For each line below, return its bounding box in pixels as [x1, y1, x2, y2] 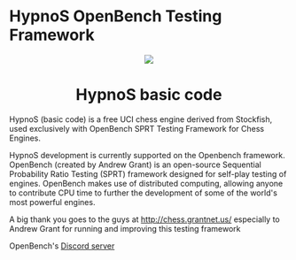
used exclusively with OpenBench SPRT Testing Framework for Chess [9, 123, 265, 134]
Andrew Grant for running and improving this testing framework [9, 223, 241, 233]
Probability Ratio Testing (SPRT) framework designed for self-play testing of [9, 168, 287, 179]
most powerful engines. [9, 196, 96, 207]
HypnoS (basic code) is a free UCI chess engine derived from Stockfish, [9, 113, 273, 125]
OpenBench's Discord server [9, 241, 115, 251]
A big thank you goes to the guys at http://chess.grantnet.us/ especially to [9, 214, 281, 225]
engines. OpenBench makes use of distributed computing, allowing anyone [9, 178, 284, 188]
